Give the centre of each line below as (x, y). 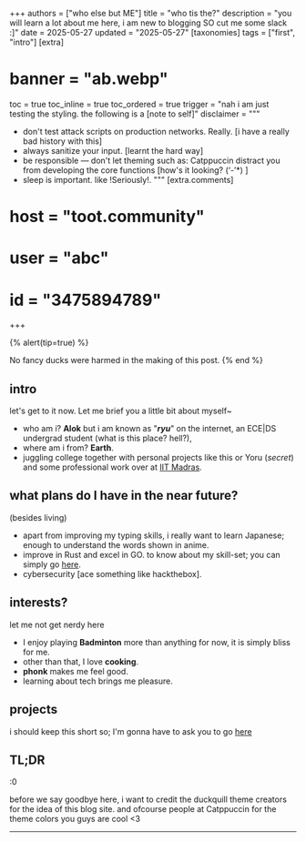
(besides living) (38, 517)
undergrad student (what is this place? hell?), (107, 438)
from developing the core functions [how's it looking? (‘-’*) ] (135, 170)
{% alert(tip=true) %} (49, 343)
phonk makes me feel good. (76, 671)
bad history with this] (62, 141)
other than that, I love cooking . (81, 661)
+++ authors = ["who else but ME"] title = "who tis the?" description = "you (151, 13)
